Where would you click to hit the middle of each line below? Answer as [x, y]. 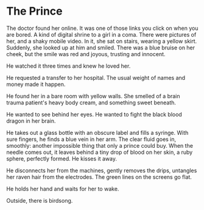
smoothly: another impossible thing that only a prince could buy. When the [100, 145]
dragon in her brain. [31, 121]
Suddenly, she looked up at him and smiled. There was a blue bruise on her [101, 48]
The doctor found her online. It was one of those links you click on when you [102, 28]
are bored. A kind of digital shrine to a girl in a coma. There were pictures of [101, 34]
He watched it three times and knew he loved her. [69, 66]
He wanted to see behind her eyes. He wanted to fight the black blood [94, 114]
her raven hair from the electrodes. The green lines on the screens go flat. [99, 177]
